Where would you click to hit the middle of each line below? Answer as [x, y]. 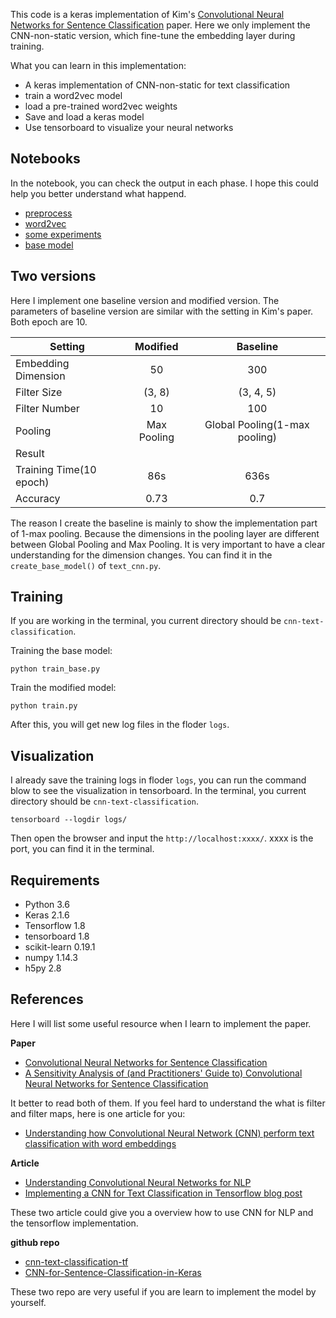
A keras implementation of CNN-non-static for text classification [157, 85]
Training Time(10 [56, 469]
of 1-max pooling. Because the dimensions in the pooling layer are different [165, 533]
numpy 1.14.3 [51, 958]
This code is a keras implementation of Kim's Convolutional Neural [147, 14]
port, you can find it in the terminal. [82, 849]
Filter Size [39, 392]
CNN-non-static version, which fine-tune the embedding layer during [153, 35]
